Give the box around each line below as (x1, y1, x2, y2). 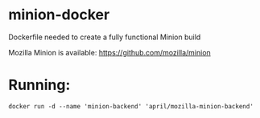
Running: (8, 76, 71, 94)
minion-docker (8, 6, 110, 24)
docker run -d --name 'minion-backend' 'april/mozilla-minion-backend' (8, 102, 254, 110)
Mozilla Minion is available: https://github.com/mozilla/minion (8, 47, 211, 57)
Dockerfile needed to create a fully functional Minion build (8, 32, 201, 42)
